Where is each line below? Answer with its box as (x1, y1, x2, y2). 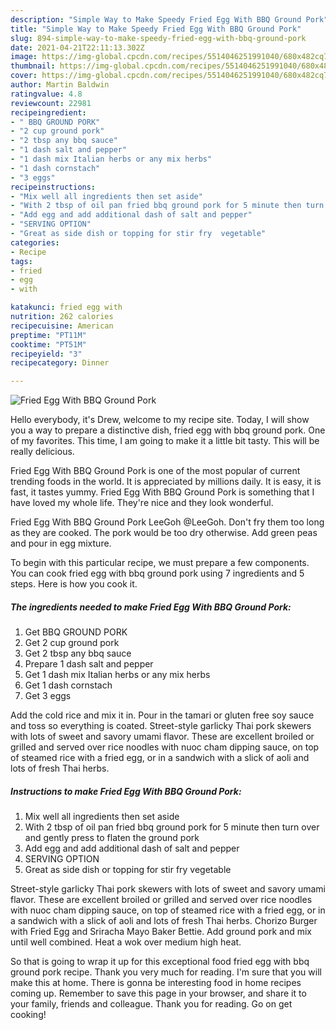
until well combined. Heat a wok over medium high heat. (10, 936, 242, 948)
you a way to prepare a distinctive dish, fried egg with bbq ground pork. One (10, 424, 326, 436)
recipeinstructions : (10, 182, 97, 192)
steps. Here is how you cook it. (10, 578, 138, 590)
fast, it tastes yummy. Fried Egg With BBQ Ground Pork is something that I (10, 486, 315, 498)
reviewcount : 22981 (10, 98, 92, 108)
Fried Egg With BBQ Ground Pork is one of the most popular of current (10, 465, 301, 477)
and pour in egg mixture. (10, 537, 112, 550)
